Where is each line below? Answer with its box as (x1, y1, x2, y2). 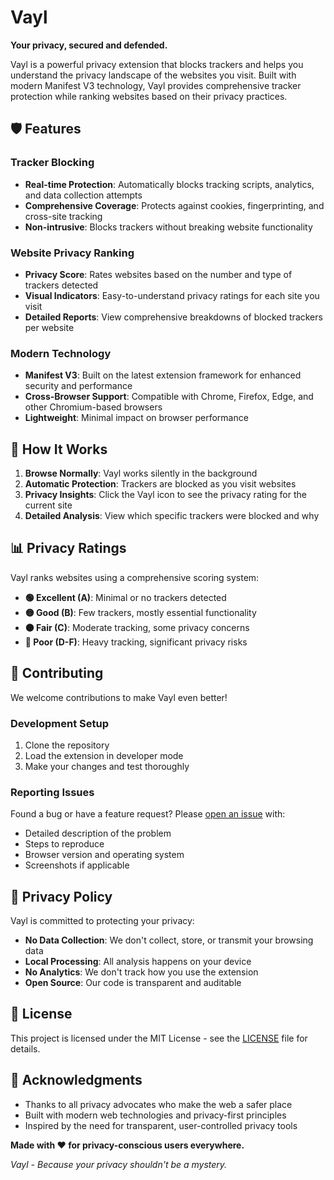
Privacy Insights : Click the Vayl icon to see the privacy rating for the (24, 489, 307, 501)
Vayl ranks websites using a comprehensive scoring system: (10, 571, 260, 583)
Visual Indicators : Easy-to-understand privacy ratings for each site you (24, 289, 320, 301)
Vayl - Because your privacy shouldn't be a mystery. (10, 1158, 228, 1170)
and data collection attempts (24, 189, 143, 201)
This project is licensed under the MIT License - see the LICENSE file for (10, 1032, 308, 1044)
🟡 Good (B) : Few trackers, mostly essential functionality (24, 606, 257, 618)
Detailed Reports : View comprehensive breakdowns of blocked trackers (24, 311, 323, 323)
